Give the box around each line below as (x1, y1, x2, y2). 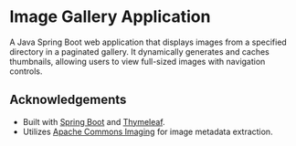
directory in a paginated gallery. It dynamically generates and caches (9, 46, 270, 57)
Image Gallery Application (9, 6, 211, 27)
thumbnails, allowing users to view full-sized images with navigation (9, 56, 266, 67)
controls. (9, 66, 43, 77)
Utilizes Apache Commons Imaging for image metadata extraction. (22, 126, 273, 137)
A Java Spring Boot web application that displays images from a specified (9, 36, 288, 47)
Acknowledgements (9, 92, 127, 108)
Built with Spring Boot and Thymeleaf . (22, 116, 166, 127)
